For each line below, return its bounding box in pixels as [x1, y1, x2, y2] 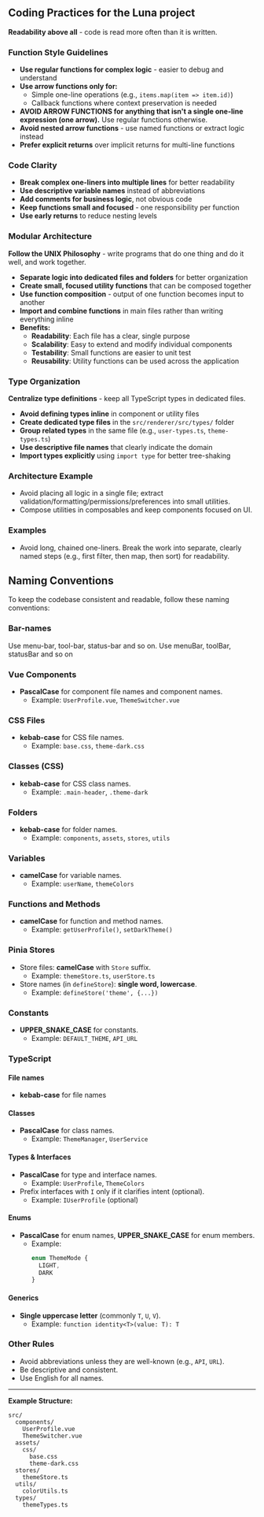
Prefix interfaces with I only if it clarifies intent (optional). [19, 1186, 205, 1196]
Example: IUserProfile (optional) [31, 1195, 139, 1204]
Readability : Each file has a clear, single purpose [31, 331, 190, 340]
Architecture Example [8, 470, 93, 481]
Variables [8, 853, 46, 864]
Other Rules [8, 1339, 55, 1350]
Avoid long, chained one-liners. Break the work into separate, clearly [19, 543, 242, 552]
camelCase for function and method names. [19, 917, 163, 926]
